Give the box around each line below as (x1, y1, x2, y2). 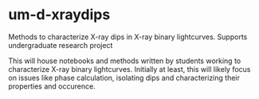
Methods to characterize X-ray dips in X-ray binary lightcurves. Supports (8, 32, 248, 42)
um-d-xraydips (8, 6, 111, 24)
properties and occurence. (8, 81, 96, 91)
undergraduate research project (8, 40, 113, 49)
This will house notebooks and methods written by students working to (8, 56, 241, 65)
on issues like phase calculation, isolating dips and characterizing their (8, 73, 241, 82)
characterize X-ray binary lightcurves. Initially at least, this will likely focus (8, 64, 251, 73)
